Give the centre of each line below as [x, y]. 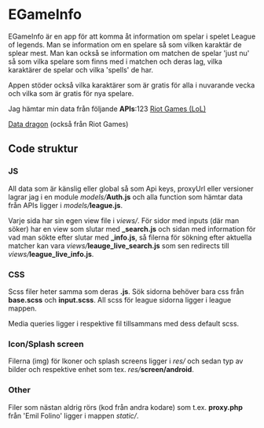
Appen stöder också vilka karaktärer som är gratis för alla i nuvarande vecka [132, 85]
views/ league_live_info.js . [51, 254]
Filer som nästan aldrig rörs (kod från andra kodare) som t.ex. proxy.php [126, 407]
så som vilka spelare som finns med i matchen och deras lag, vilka [115, 61]
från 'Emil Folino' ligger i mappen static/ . [73, 415]
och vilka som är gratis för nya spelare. [71, 93]
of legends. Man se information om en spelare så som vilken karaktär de [125, 44]
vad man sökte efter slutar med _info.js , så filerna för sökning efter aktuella [130, 237]
